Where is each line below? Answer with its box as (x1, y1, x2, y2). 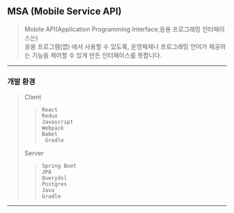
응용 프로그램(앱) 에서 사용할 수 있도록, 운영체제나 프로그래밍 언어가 (24, 42, 208, 51)
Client (24, 93, 42, 102)
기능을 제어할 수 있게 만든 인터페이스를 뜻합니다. (31, 51, 162, 59)
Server (24, 149, 44, 157)
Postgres (41, 181, 68, 188)
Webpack (41, 125, 64, 132)
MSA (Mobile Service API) (7, 6, 122, 17)
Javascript (41, 118, 74, 126)
